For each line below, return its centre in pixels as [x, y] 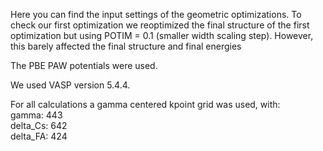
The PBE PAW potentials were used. [84, 65]
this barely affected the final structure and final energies [126, 46]
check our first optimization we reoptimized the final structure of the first [160, 25]
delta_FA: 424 [39, 136]
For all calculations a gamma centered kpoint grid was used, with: [145, 104]
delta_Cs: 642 [39, 125]
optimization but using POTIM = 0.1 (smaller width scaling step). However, [162, 35]
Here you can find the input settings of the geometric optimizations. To [156, 14]
